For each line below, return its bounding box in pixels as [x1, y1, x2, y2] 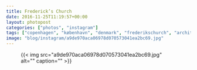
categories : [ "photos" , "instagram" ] [6, 24, 98, 31]
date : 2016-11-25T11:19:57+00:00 [6, 14, 88, 20]
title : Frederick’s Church [6, 8, 72, 14]
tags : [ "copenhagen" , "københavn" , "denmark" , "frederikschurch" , [6, 30, 172, 36]
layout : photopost [6, 19, 51, 25]
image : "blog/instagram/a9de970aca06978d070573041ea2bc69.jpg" [6, 35, 164, 41]
